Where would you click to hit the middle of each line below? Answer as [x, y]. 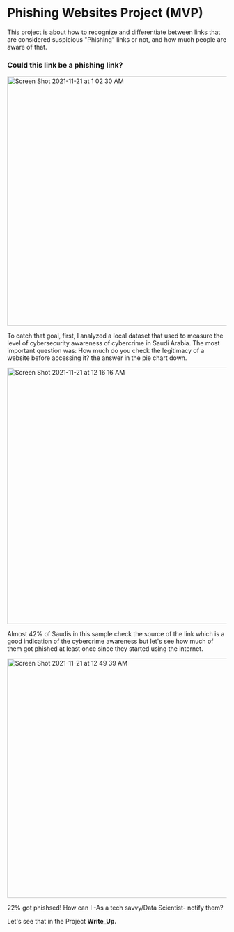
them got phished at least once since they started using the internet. [105, 649]
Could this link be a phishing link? [65, 65]
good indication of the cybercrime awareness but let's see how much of [110, 641]
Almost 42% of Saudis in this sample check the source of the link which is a [116, 634]
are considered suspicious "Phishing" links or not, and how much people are [117, 39]
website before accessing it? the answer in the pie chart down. [97, 358]
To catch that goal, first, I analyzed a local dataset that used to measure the [116, 336]
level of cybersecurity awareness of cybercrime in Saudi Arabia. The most [114, 343]
